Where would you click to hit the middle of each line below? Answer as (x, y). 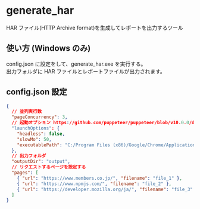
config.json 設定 (37, 92)
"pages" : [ (25, 173)
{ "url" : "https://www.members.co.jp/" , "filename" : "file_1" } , (100, 178)
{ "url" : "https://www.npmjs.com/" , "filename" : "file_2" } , (94, 184)
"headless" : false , (41, 134)
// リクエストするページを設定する (49, 167)
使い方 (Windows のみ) (49, 48)
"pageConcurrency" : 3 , (40, 117)
